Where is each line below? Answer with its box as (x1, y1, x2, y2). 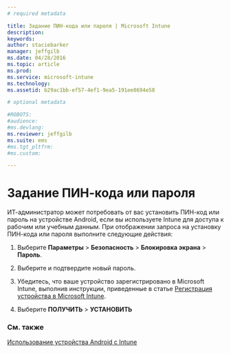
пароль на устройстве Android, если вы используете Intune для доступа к (7, 215, 224, 224)
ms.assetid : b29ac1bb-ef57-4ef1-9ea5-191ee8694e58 (7, 87, 155, 94)
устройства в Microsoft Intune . (16, 292, 107, 300)
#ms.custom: (7, 149, 41, 157)
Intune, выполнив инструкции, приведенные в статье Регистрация (16, 285, 213, 293)
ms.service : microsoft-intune (7, 74, 94, 81)
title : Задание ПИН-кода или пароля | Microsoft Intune (7, 22, 170, 30)
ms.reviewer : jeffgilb (7, 130, 72, 138)
